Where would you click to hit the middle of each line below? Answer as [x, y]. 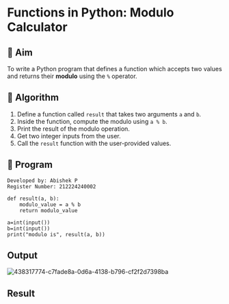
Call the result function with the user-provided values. [94, 143]
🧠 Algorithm [33, 98]
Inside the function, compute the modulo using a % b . [92, 121]
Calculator [37, 27]
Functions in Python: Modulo [91, 13]
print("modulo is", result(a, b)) [56, 234]
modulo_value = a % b [50, 204]
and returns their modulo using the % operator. [72, 76]
